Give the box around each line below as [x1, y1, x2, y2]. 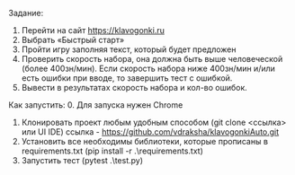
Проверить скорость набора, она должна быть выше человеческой [21, 54, 283, 64]
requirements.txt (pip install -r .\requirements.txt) [21, 145, 203, 156]
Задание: [8, 8, 44, 18]
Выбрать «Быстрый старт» [21, 35, 125, 45]
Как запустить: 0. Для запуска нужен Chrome [8, 100, 183, 110]
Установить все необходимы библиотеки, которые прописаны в [21, 136, 269, 146]
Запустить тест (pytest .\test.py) [21, 155, 144, 165]
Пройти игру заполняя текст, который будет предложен [21, 44, 237, 55]
